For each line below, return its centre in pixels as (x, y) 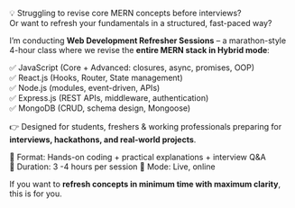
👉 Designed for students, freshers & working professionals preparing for (146, 127)
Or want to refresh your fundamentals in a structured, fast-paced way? (141, 23)
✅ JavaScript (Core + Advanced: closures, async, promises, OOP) (132, 68)
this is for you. (36, 194)
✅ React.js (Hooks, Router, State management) (96, 77)
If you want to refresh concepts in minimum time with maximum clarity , (145, 184)
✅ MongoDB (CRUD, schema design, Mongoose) (100, 108)
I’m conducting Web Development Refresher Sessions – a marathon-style (148, 41)
